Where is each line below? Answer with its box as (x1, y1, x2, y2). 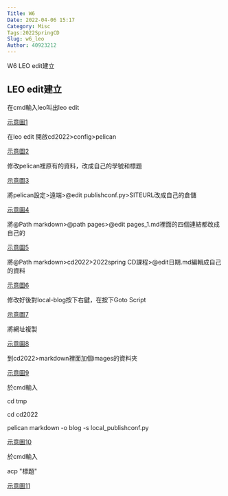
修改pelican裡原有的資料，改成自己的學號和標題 (7, 161, 142, 170)
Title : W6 (7, 10, 36, 17)
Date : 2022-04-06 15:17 (7, 16, 76, 23)
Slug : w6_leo (7, 36, 45, 43)
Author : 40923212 (7, 42, 57, 49)
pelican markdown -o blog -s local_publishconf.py (7, 423, 149, 431)
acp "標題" (7, 466, 38, 475)
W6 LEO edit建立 (7, 62, 55, 69)
